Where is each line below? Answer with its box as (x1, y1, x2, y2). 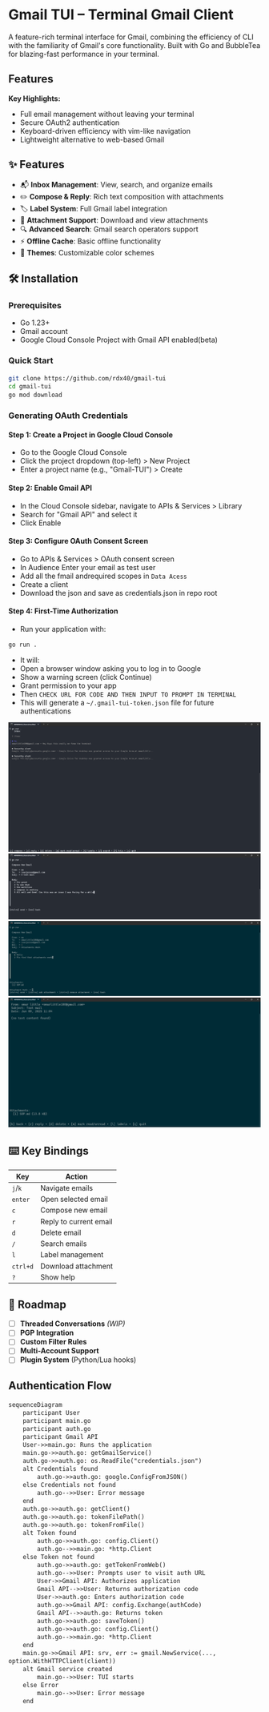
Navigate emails (39, 1183, 94, 1192)
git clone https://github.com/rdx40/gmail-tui (8, 374, 167, 382)
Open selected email (39, 1195, 108, 1204)
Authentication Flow (8, 1379, 112, 1393)
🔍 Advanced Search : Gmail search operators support (19, 224, 199, 234)
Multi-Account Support (19, 1346, 99, 1356)
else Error (22, 1682, 59, 1690)
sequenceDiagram (8, 1401, 62, 1409)
